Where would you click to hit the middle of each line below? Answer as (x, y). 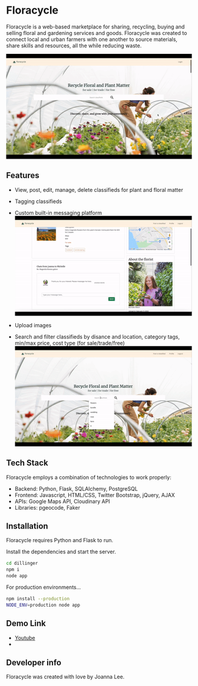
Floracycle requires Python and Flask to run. (60, 540)
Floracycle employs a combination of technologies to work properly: (89, 477)
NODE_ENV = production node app (43, 605)
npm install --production (38, 599)
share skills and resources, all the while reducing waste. (74, 46)
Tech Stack (27, 463)
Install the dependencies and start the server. (61, 552)
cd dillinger (22, 563)
